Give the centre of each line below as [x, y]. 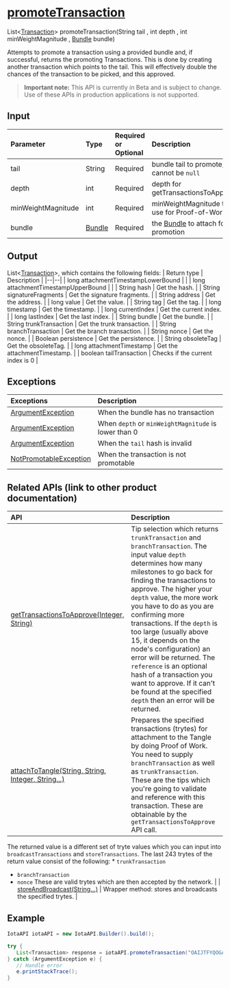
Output [22, 256]
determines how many [167, 564]
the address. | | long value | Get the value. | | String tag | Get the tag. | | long [114, 302]
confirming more [158, 615]
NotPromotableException [51, 459]
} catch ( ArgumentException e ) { [55, 959]
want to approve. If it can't [173, 684]
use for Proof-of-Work [189, 212]
